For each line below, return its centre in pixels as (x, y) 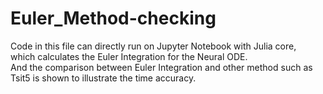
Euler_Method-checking (113, 18)
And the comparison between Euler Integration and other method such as (161, 67)
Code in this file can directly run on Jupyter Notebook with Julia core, (153, 46)
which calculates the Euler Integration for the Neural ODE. (129, 56)
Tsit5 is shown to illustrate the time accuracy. (103, 78)
